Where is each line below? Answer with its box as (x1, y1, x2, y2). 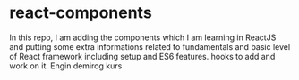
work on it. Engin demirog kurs (9, 60, 123, 71)
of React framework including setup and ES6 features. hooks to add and (9, 51, 276, 61)
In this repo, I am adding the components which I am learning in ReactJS (9, 32, 277, 43)
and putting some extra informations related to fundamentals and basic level (9, 41, 291, 52)
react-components (9, 3, 152, 23)
